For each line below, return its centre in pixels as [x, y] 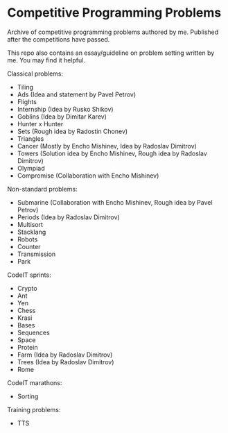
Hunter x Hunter [40, 124]
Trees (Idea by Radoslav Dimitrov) [65, 362]
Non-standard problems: [42, 189]
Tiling [25, 87]
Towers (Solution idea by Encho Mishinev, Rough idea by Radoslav [112, 153]
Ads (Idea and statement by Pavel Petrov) [77, 94]
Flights [27, 101]
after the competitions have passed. [59, 39]
